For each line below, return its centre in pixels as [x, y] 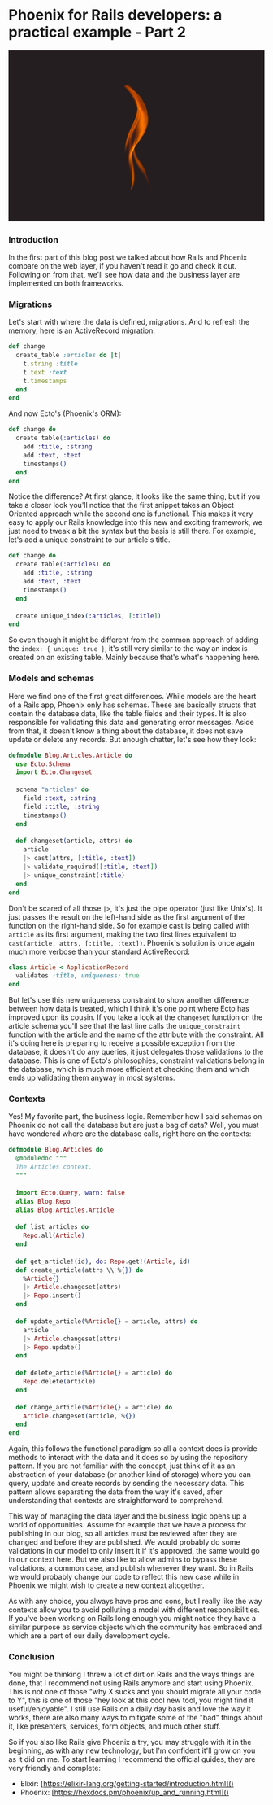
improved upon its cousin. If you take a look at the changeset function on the [136, 1017]
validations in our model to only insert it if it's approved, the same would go [134, 1551]
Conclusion [32, 1657]
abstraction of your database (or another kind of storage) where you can [130, 1475]
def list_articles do [52, 1227]
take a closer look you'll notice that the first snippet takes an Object [121, 505]
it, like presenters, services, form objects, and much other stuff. [115, 1726]
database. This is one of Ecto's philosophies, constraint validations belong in [136, 1060]
